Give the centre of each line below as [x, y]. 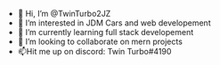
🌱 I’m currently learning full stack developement [106, 32]
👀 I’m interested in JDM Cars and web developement [114, 23]
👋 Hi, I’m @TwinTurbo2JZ [64, 14]
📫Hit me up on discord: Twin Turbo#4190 [94, 51]
